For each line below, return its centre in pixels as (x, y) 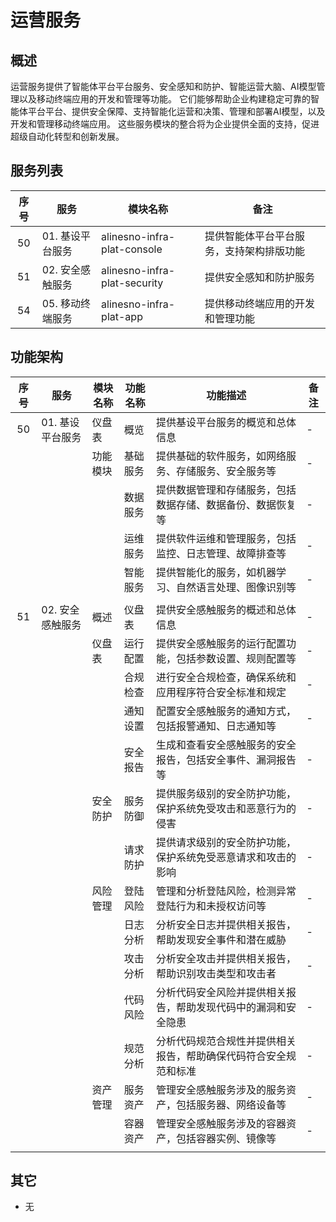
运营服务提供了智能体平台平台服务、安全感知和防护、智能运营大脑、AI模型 (163, 86)
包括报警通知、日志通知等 (216, 726)
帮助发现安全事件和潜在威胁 (221, 939)
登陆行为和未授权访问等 (211, 906)
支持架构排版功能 (264, 251)
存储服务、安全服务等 (226, 471)
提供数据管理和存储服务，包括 (226, 489)
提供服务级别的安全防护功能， (226, 793)
